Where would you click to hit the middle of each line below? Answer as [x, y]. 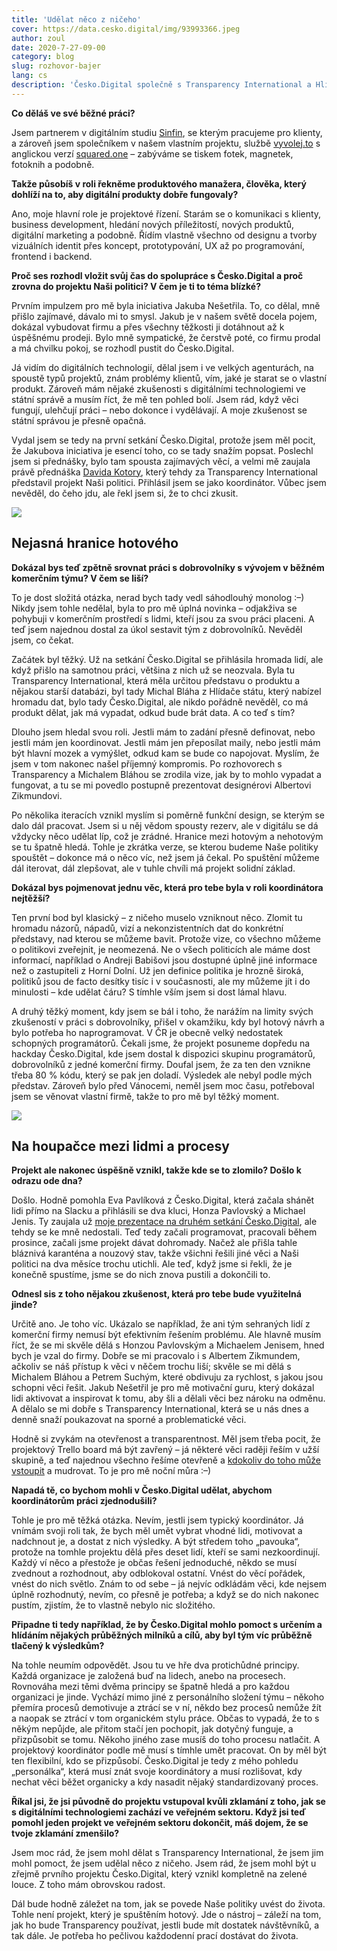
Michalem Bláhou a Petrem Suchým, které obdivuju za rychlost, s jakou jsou [167, 1377]
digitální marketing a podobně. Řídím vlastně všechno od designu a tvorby [164, 235]
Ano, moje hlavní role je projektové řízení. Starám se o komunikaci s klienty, [166, 213]
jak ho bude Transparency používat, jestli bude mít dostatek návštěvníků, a [165, 1925]
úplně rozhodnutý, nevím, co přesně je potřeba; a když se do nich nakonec [165, 1595]
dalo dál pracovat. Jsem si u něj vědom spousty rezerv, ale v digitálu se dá [165, 825]
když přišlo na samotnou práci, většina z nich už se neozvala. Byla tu [153, 670]
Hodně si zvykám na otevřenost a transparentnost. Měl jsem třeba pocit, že [166, 1439]
